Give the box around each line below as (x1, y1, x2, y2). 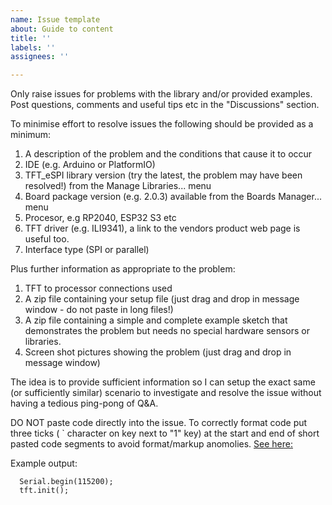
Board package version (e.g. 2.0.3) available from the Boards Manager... (24, 191, 323, 203)
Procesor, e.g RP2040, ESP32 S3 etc (24, 212, 177, 224)
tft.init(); (19, 486, 70, 496)
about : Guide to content (10, 24, 114, 34)
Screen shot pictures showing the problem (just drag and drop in (24, 346, 292, 358)
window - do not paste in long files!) (24, 304, 174, 316)
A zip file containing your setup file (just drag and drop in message (24, 293, 300, 305)
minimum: (10, 129, 52, 141)
